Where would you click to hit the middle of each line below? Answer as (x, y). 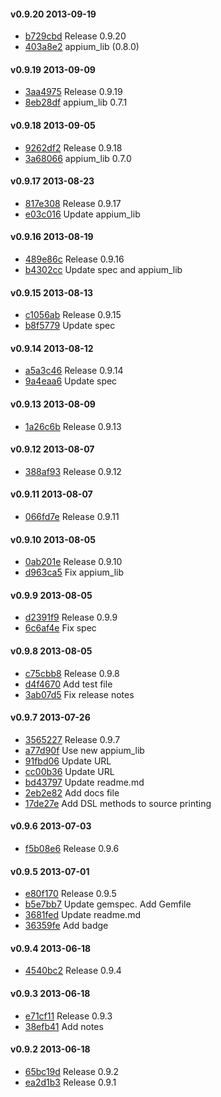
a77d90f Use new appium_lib (84, 750)
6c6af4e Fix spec (60, 628)
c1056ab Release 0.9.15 (73, 315)
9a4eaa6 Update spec (71, 381)
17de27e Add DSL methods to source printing (118, 803)
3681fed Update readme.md (82, 915)
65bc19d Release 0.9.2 (72, 1071)
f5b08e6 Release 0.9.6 (72, 849)
